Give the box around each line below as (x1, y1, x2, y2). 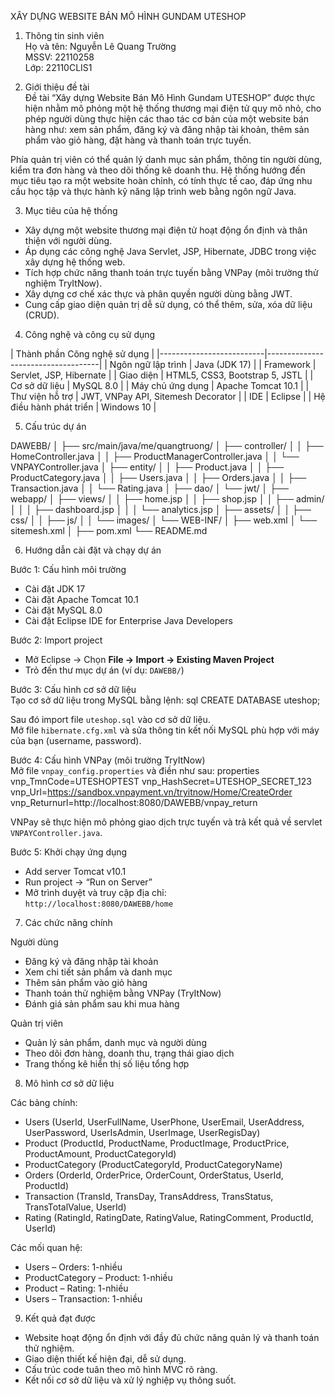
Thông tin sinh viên (24, 30, 105, 41)
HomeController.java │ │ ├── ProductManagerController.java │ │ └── (10, 451, 300, 462)
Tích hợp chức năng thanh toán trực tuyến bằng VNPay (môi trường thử (24, 267, 319, 278)
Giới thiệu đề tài (24, 81, 90, 93)
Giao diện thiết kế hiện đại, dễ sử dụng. (24, 1353, 187, 1365)
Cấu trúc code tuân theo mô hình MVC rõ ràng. (24, 1364, 218, 1375)
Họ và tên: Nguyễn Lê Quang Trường (24, 41, 177, 52)
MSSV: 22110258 (24, 51, 95, 63)
